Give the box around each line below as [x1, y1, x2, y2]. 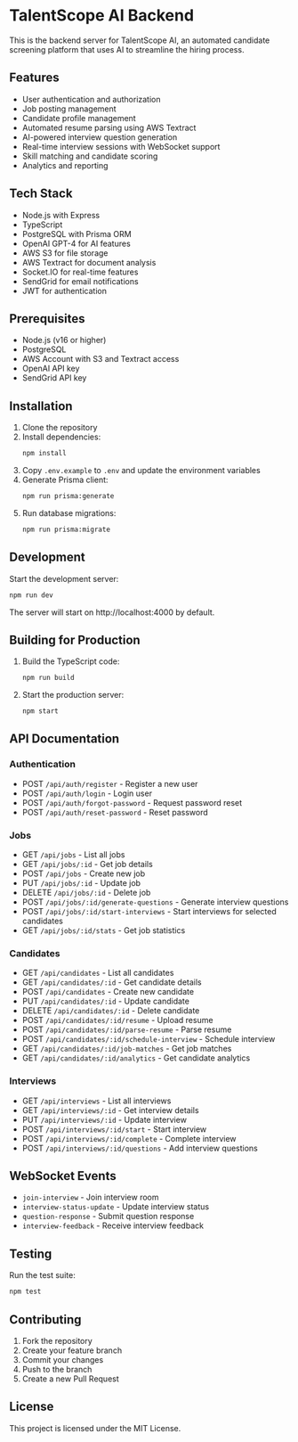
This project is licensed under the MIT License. [9, 1422, 181, 1433]
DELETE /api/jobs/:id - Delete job [21, 888, 151, 898]
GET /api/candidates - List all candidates [21, 968, 174, 979]
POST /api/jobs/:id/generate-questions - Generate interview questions [21, 897, 289, 907]
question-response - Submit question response [21, 1211, 195, 1222]
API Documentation [9, 732, 120, 747]
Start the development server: [9, 573, 119, 584]
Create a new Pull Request [21, 1373, 120, 1384]
